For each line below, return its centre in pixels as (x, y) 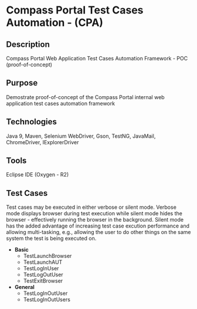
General (25, 287)
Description (28, 44)
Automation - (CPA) (55, 23)
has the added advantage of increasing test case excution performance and (98, 226)
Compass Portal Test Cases (75, 10)
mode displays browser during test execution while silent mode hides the (94, 213)
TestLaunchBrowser (47, 256)
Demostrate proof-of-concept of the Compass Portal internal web (86, 97)
